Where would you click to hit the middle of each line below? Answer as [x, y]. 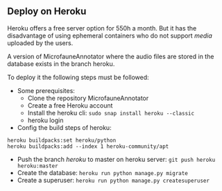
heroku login [45, 120]
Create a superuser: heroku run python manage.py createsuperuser [113, 180]
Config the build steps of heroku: [65, 127]
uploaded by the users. [40, 43]
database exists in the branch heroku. [61, 64]
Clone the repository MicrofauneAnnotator [88, 98]
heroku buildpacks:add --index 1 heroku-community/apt [88, 146]
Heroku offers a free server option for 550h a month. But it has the [102, 28]
